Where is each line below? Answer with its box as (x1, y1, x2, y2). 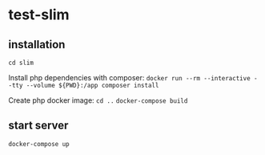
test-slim (8, 6, 70, 24)
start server (8, 119, 69, 133)
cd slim (8, 59, 34, 67)
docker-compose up (8, 140, 70, 148)
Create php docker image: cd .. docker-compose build (8, 96, 188, 105)
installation (8, 38, 66, 51)
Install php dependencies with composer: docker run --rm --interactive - (8, 73, 258, 82)
